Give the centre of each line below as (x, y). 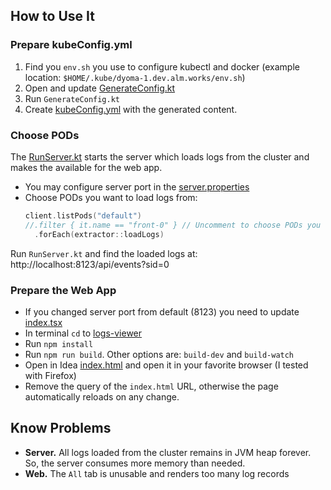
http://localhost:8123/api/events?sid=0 (90, 264)
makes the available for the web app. (86, 167)
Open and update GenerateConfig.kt (100, 88)
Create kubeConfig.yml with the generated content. (131, 109)
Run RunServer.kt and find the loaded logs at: (104, 253)
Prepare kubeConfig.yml (71, 45)
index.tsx (43, 322)
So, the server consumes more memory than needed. (135, 463)
